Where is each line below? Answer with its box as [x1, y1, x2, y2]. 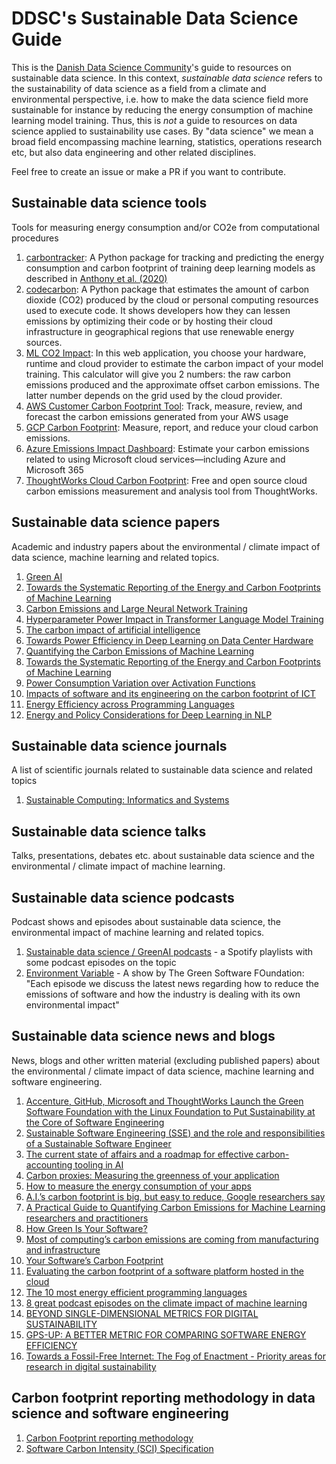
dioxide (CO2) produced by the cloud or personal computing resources [25, 293, 319, 306]
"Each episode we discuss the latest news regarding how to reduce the [25, 978, 319, 989]
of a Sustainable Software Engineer [25, 1137, 172, 1149]
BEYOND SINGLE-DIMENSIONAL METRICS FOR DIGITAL [25, 1307, 259, 1319]
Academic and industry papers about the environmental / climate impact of [11, 540, 321, 552]
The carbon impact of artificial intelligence [25, 623, 201, 636]
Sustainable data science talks [11, 823, 207, 840]
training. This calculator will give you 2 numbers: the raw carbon [25, 368, 291, 380]
